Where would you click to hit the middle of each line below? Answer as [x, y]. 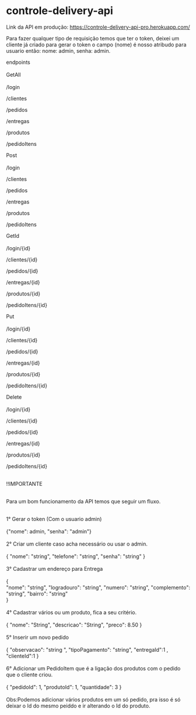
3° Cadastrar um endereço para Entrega [55, 568]
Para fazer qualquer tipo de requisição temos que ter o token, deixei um [93, 38]
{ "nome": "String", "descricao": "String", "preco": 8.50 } [74, 625]
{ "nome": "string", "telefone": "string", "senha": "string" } [76, 556]
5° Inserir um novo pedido [38, 637]
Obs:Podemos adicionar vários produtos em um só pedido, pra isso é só [93, 699]
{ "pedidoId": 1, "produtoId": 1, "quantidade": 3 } [64, 687]
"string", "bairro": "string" [37, 594]
